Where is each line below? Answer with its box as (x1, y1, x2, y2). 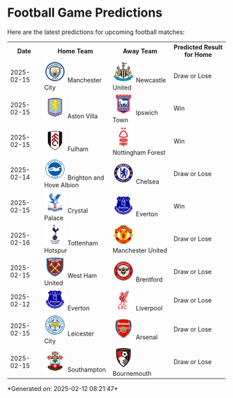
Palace (44, 214, 64, 222)
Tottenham (67, 239, 98, 247)
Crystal (67, 206, 88, 214)
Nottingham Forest (112, 148, 166, 157)
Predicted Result (173, 43, 223, 51)
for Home (184, 51, 213, 59)
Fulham (67, 144, 89, 153)
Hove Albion (44, 181, 79, 189)
